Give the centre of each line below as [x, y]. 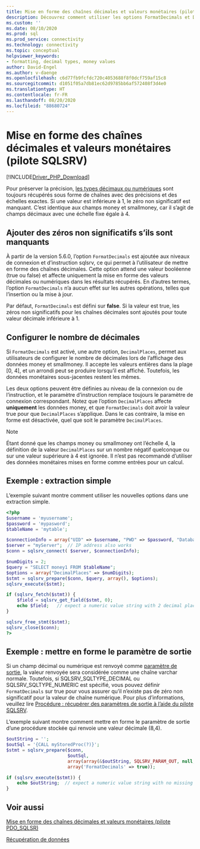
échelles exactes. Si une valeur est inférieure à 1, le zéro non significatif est [98, 201]
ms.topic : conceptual [33, 51]
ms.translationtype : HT [36, 89]
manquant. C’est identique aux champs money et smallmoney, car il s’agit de [100, 208]
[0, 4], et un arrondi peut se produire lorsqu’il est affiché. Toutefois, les [93, 371]
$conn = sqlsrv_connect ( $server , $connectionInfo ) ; [73, 551]
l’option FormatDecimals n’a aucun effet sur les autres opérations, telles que [98, 288]
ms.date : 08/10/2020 [32, 28]
